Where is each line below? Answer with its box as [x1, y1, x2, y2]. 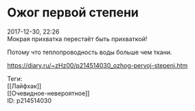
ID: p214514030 [7, 96, 52, 104]
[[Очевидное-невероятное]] [7, 89, 90, 97]
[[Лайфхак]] [7, 82, 42, 90]
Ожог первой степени [7, 5, 139, 21]
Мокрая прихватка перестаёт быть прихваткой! [7, 34, 148, 42]
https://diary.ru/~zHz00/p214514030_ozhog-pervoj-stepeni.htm [7, 61, 188, 69]
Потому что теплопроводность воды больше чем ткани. [7, 48, 172, 56]
